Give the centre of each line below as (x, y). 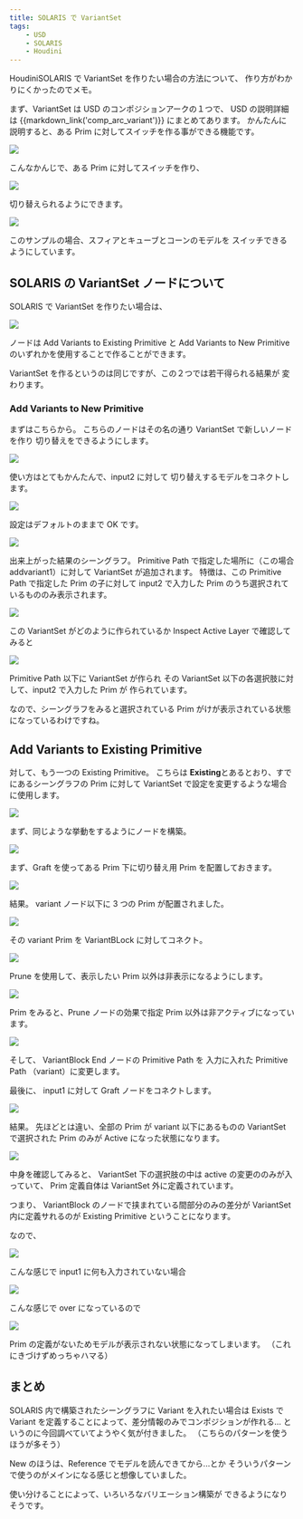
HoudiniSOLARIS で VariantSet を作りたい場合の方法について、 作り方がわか (151, 79)
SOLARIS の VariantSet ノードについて (118, 283)
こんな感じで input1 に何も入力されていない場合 (98, 1272)
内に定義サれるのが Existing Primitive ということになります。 (123, 1216)
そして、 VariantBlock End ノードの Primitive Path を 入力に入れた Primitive (149, 1060)
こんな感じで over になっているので (76, 1308)
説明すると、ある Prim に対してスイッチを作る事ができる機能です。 (134, 131)
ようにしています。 (45, 252)
